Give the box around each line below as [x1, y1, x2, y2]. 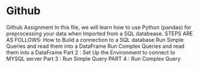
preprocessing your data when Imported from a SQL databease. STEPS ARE [6, 30, 193, 37]
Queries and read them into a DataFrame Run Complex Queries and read [6, 43, 185, 50]
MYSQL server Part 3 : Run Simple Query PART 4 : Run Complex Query [6, 55, 181, 62]
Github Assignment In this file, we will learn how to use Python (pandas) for [6, 24, 192, 31]
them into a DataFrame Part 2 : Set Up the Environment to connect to [6, 48, 175, 56]
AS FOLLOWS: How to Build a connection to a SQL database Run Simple [6, 36, 184, 43]
